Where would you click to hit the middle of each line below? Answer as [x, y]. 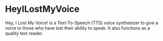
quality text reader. [24, 33]
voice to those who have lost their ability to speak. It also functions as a [78, 28]
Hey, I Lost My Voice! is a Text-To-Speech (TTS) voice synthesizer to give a [82, 23]
